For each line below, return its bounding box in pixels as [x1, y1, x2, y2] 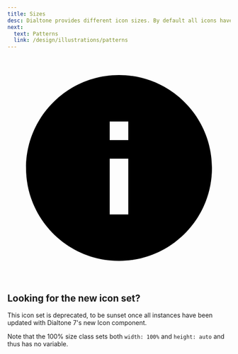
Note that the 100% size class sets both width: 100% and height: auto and [7, 332, 225, 341]
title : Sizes [7, 10, 46, 18]
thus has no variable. [7, 339, 69, 348]
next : [7, 23, 23, 30]
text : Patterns [13, 30, 59, 38]
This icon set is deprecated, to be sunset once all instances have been [7, 311, 213, 319]
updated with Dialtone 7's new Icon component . [7, 318, 147, 326]
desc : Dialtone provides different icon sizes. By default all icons [7, 17, 217, 24]
